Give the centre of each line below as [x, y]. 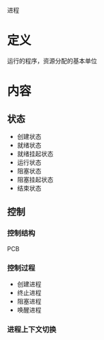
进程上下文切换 [32, 329]
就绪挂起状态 [35, 153]
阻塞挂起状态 [35, 179]
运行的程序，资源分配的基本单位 [52, 61]
